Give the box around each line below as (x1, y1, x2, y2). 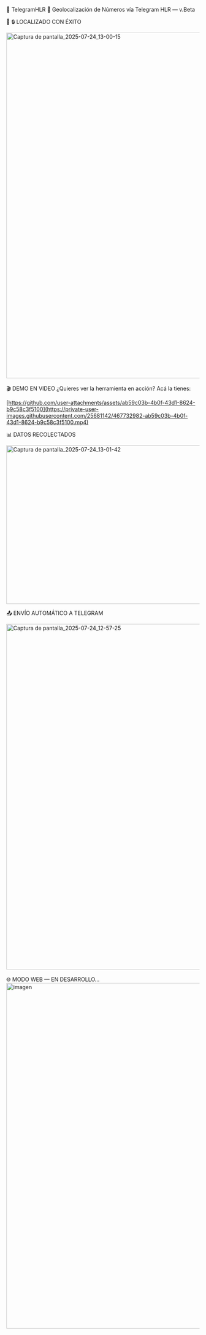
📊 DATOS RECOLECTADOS (6, 431, 76, 438)
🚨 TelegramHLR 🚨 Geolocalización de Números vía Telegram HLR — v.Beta (6, 6, 195, 13)
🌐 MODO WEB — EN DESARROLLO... (6, 976, 100, 983)
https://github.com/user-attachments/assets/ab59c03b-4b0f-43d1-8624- (8, 399, 196, 406)
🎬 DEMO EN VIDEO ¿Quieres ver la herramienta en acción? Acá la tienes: (6, 385, 191, 392)
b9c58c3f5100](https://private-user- (6, 405, 99, 413)
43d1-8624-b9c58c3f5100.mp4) (6, 418, 89, 426)
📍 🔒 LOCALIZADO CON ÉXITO (6, 18, 82, 25)
